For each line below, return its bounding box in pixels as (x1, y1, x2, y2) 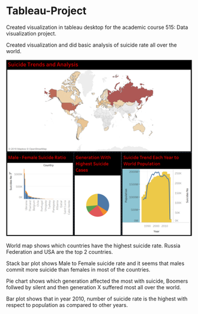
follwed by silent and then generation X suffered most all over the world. (6, 284, 181, 291)
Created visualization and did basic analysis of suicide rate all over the (6, 41, 177, 48)
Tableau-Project (6, 4, 87, 18)
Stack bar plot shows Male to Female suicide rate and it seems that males (6, 260, 184, 267)
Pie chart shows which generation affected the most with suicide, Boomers (6, 277, 189, 284)
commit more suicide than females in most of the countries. (6, 266, 151, 273)
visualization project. (6, 30, 57, 37)
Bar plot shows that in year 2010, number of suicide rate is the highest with (6, 295, 188, 302)
